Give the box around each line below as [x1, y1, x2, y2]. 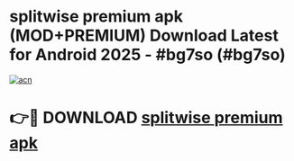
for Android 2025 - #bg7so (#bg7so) [9, 45, 286, 65]
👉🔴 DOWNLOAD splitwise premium [9, 108, 283, 128]
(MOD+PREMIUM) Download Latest [9, 25, 280, 46]
